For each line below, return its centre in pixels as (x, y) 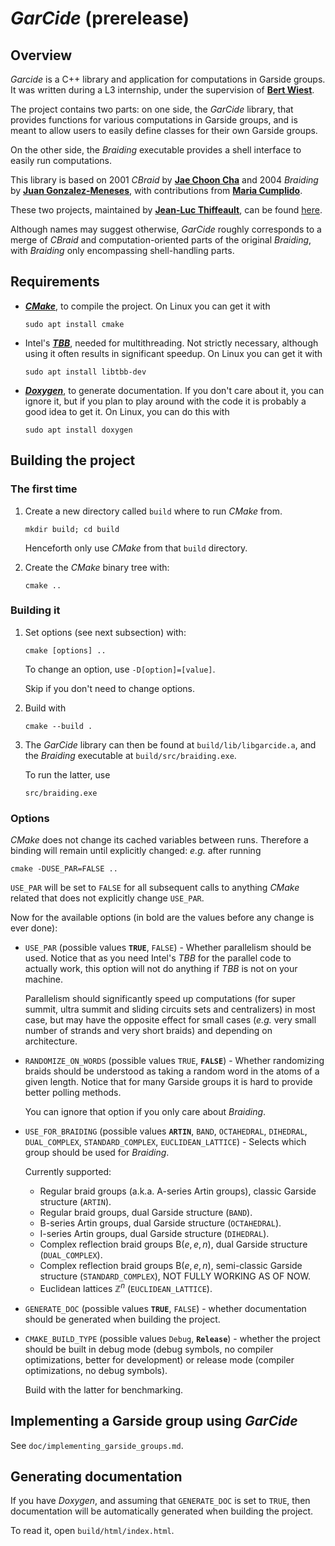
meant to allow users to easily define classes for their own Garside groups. (164, 130)
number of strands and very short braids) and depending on (148, 1031)
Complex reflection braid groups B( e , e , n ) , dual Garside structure (173, 1244)
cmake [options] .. (65, 650)
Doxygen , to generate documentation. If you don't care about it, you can (174, 390)
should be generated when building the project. (122, 1319)
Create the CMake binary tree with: (97, 567)
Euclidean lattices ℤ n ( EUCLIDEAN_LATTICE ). (126, 1287)
